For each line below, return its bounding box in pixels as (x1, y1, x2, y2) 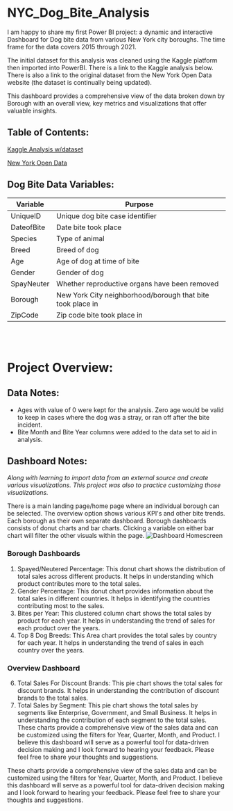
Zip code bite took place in (56, 310, 143, 320)
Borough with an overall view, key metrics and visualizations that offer (7, 99, 207, 107)
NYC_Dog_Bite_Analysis (7, 5, 150, 21)
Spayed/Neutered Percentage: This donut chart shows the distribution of (17, 564, 226, 573)
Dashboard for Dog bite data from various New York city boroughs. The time (7, 35, 225, 43)
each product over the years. (17, 623, 101, 632)
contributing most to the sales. (17, 601, 105, 609)
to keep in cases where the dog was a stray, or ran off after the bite (17, 413, 210, 421)
